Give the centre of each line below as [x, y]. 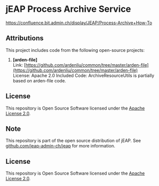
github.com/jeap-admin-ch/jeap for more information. [60, 146]
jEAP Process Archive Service [68, 9]
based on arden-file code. [39, 80]
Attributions [25, 38]
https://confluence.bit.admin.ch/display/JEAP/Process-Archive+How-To [79, 23]
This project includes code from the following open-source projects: [75, 50]
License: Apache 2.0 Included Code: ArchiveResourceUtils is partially [83, 75]
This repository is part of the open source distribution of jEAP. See [73, 141]
